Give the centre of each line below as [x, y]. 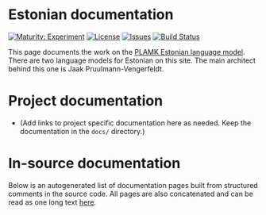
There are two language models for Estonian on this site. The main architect [132, 60]
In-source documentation [94, 163]
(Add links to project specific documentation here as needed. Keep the [135, 123]
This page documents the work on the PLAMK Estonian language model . [127, 52]
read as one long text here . [52, 202]
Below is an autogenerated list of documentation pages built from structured [133, 185]
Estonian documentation [91, 15]
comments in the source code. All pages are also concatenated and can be [131, 194]
